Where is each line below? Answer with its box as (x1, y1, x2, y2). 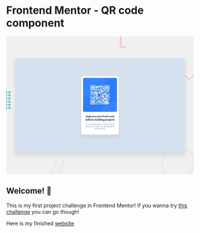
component (6, 16, 64, 30)
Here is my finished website (6, 219, 74, 227)
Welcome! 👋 (6, 186, 52, 196)
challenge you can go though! (6, 208, 79, 215)
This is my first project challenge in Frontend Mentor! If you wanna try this (6, 201, 187, 209)
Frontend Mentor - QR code (6, 4, 144, 17)
